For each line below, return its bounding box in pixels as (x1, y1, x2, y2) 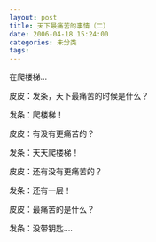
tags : (9, 46, 29, 55)
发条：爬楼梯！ (9, 109, 64, 120)
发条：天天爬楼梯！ (9, 148, 80, 158)
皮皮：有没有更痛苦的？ (9, 128, 95, 139)
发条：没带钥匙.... (9, 223, 74, 234)
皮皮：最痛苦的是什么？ (9, 204, 95, 214)
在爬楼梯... (9, 72, 48, 83)
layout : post (9, 12, 58, 22)
